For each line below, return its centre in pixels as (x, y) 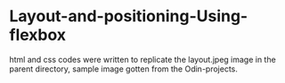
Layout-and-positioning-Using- (129, 16)
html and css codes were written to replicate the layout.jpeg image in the (142, 59)
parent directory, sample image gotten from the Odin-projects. (123, 69)
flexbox (38, 35)
